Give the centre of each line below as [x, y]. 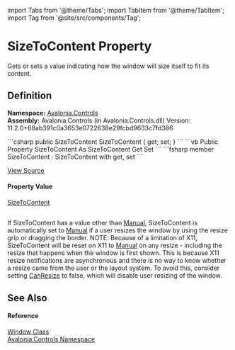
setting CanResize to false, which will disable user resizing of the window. [115, 276]
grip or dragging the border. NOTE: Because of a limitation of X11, [103, 238]
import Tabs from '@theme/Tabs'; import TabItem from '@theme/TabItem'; [116, 10]
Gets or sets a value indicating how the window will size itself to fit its [108, 66]
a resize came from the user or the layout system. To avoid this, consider [114, 268]
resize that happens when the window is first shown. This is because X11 [113, 253]
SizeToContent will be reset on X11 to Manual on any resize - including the [115, 245]
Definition [29, 96]
